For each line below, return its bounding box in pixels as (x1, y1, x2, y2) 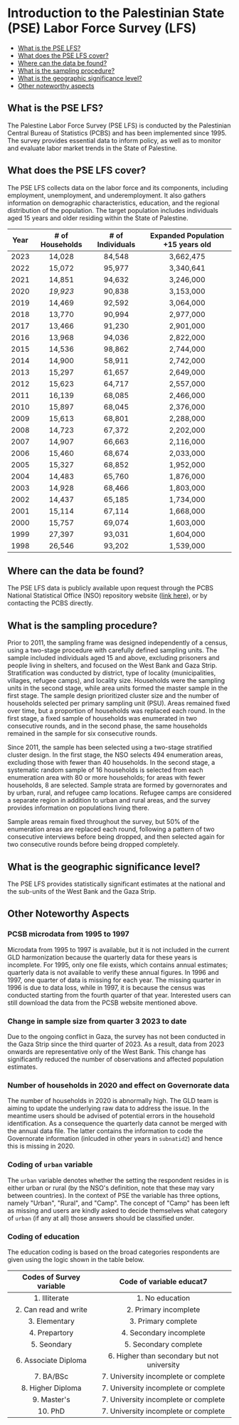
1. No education (136, 1293, 191, 1303)
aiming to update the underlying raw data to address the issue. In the (7, 1104, 210, 1112)
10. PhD (38, 1406, 65, 1416)
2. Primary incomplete (126, 1305, 201, 1315)
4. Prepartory (28, 1327, 74, 1337)
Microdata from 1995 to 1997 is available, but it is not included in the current (7, 945, 230, 954)
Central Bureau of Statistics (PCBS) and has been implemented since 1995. (7, 128, 227, 137)
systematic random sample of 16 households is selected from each (7, 766, 203, 774)
